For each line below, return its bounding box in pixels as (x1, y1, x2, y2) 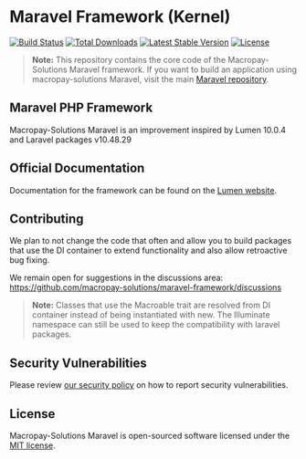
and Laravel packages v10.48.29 (9, 134, 132, 145)
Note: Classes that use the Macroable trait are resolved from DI (31, 299, 271, 311)
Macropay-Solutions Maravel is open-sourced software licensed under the (9, 431, 290, 441)
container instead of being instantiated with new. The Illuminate (31, 309, 271, 320)
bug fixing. (9, 255, 50, 266)
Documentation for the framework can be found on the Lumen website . (9, 184, 277, 195)
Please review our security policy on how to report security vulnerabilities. (9, 380, 289, 391)
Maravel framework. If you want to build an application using (69, 64, 298, 75)
